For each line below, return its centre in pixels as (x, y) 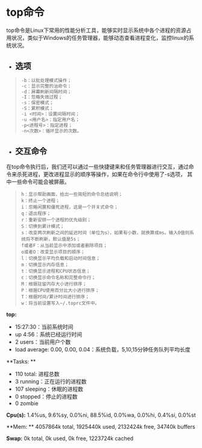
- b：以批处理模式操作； (46, 80)
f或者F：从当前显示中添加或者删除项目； (64, 246)
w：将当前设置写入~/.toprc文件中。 (60, 303)
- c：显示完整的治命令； (46, 86)
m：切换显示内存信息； (45, 265)
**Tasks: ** (21, 362)
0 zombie (27, 403)
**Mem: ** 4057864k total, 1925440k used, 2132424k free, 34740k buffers (101, 427)
